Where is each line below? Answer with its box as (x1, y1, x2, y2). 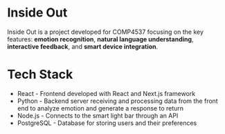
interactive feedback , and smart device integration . (7, 42, 159, 50)
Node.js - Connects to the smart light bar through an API (17, 111, 179, 119)
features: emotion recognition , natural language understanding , (7, 35, 194, 43)
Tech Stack (7, 67, 73, 82)
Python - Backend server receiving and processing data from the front (17, 97, 218, 105)
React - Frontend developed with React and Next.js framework (17, 89, 196, 97)
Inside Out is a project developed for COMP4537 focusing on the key (7, 28, 204, 36)
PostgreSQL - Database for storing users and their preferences (17, 119, 197, 127)
